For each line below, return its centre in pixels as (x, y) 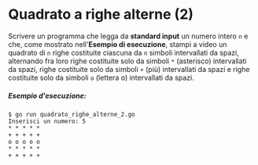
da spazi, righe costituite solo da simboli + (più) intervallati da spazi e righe (129, 69)
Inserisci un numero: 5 (47, 121)
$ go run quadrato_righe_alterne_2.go (72, 114)
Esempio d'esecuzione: (47, 95)
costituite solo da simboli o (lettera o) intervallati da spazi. (101, 77)
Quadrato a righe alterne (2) (101, 14)
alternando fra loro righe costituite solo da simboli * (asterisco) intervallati (127, 61)
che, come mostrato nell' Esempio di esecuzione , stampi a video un (118, 44)
